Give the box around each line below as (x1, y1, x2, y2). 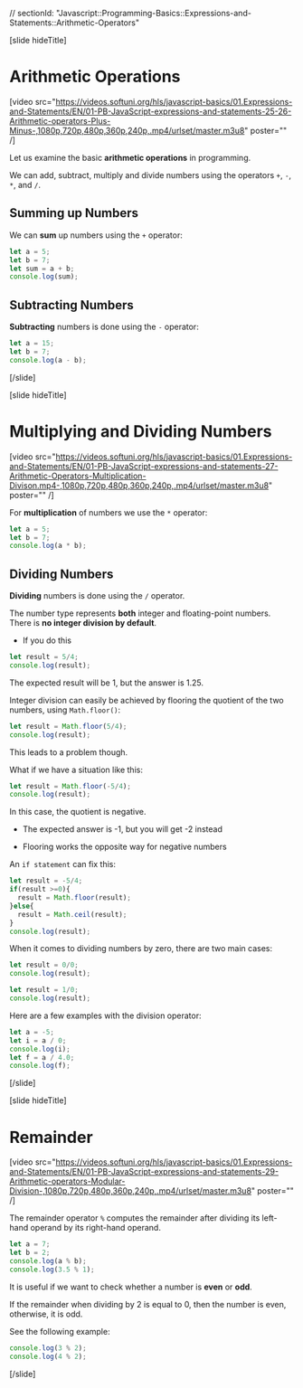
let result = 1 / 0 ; (9, 986, 79, 995)
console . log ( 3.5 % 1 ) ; (9, 1265, 95, 1274)
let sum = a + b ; (9, 264, 75, 273)
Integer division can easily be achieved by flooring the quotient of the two (9, 694, 285, 705)
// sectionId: (9, 8, 54, 18)
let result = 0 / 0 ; (9, 960, 79, 970)
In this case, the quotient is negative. (9, 807, 147, 817)
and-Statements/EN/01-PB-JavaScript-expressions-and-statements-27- (9, 460, 279, 471)
